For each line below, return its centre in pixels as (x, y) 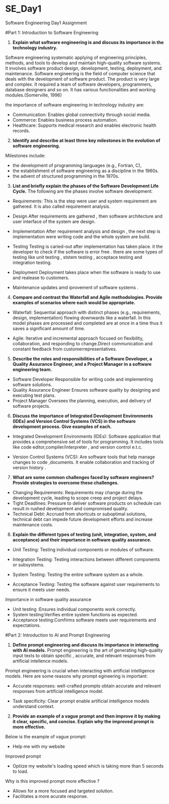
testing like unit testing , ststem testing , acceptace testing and (77, 257)
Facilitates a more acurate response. (50, 796)
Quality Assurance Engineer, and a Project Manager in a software (82, 364)
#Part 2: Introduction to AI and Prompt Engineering (58, 635)
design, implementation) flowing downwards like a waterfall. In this (81, 317)
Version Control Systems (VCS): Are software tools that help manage (83, 457)
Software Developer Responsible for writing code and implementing (83, 379)
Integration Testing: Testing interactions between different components (86, 559)
